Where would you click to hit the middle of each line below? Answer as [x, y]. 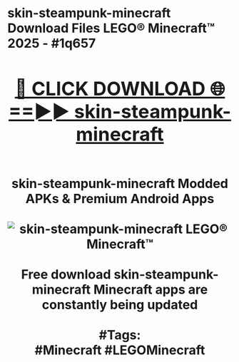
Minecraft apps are [151, 289]
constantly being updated [120, 305]
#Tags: [120, 335]
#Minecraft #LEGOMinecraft [120, 350]
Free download [66, 274]
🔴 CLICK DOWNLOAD [110, 88]
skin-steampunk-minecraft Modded [120, 183]
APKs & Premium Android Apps [120, 198]
